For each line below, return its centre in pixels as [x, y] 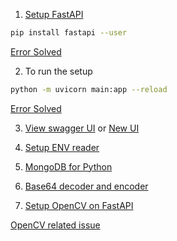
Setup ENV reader [62, 147]
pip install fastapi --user [69, 33]
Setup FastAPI [54, 14]
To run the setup [58, 71]
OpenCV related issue [55, 225]
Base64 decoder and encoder [86, 186]
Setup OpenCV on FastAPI [79, 205]
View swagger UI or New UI [82, 128]
